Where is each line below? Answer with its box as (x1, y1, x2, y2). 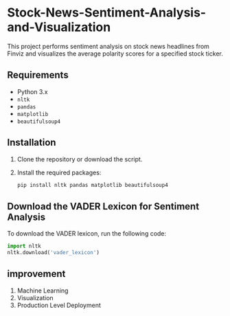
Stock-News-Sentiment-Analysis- (7, 5, 207, 21)
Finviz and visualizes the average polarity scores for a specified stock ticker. (7, 49, 223, 58)
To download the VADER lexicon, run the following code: (7, 229, 167, 238)
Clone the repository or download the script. (16, 155, 143, 163)
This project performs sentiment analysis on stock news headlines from (7, 42, 209, 50)
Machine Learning (16, 286, 69, 295)
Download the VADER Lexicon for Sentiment (7, 201, 200, 212)
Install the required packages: (16, 168, 102, 177)
